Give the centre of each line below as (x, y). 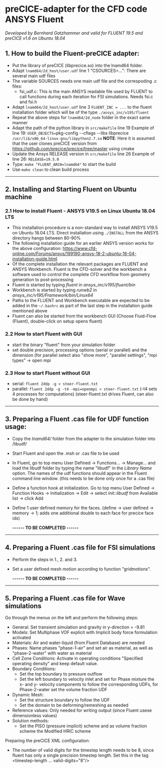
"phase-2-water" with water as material (52, 653)
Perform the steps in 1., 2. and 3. (45, 559)
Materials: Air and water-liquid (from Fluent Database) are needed (78, 643)
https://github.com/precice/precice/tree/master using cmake (73, 148)
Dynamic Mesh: (28, 695)
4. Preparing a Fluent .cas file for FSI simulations (80, 547)
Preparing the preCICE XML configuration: (48, 741)
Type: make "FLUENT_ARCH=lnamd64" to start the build (64, 164)
